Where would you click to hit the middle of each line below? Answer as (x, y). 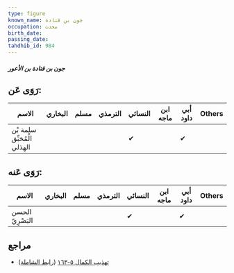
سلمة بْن (24, 130)
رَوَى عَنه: (25, 172)
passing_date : (28, 40)
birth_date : (25, 33)
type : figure (27, 14)
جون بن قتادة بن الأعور (36, 68)
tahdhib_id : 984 (31, 46)
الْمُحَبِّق (22, 138)
